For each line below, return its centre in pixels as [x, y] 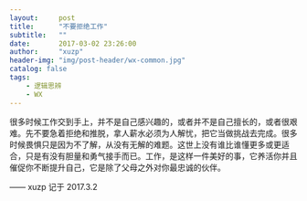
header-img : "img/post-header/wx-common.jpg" [97, 60]
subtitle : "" [38, 35]
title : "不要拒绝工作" [58, 26]
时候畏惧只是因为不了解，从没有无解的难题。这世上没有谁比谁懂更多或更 [145, 144]
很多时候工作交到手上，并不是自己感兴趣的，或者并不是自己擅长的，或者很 [149, 122]
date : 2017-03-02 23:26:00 [73, 43]
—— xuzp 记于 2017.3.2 [53, 186]
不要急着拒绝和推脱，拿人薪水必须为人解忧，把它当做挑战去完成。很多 [165, 132]
